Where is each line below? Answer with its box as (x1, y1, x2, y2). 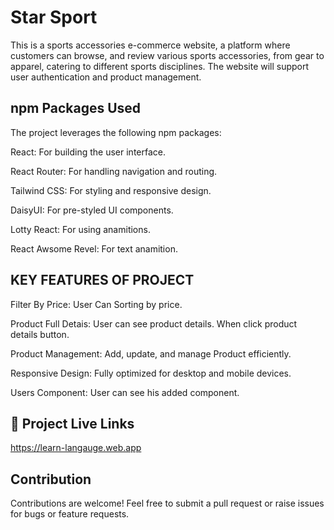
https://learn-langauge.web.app (10, 442, 142, 454)
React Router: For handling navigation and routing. (10, 165, 218, 177)
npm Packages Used (10, 100, 142, 117)
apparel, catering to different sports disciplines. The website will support (10, 60, 310, 72)
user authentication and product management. (10, 71, 202, 83)
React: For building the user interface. (10, 146, 166, 158)
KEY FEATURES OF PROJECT (10, 272, 195, 289)
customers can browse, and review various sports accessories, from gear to (10, 49, 325, 61)
